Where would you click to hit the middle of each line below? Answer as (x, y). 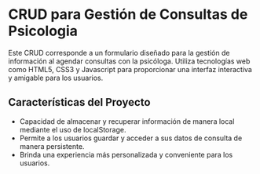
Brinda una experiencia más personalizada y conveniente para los (126, 154)
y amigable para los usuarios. (56, 78)
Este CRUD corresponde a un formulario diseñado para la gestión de (119, 53)
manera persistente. (52, 146)
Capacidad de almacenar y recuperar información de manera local (127, 121)
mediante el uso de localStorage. (73, 129)
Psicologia (43, 31)
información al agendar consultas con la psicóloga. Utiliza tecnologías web (129, 61)
